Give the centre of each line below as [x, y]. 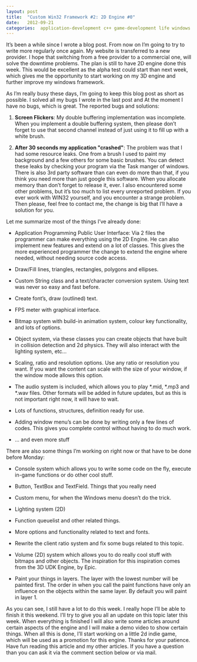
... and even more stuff [42, 440]
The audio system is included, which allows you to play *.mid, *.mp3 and [102, 387]
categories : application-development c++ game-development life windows [98, 28]
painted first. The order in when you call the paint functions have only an [103, 585]
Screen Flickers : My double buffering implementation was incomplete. [100, 118]
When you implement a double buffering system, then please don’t [95, 124]
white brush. [30, 137]
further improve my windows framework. [56, 82]
